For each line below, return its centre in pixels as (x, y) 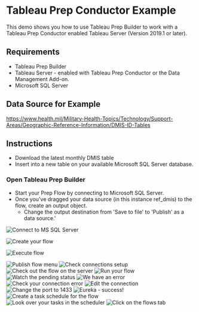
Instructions (29, 143)
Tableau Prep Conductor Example (91, 10)
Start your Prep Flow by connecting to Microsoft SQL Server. (89, 193)
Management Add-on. (42, 79)
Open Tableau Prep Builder (46, 180)
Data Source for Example (53, 104)
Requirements (33, 52)
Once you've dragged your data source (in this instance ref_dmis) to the (103, 199)
